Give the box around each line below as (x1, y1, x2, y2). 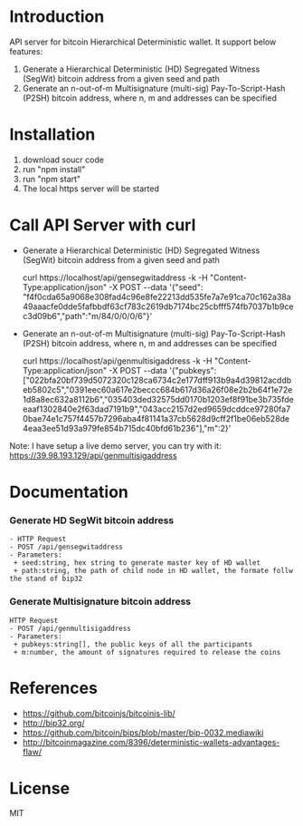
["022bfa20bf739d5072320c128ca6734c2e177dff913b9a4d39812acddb (22, 374, 292, 385)
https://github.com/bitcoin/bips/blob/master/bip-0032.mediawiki (22, 727, 264, 738)
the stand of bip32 (9, 574, 83, 584)
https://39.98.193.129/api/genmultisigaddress (9, 450, 178, 461)
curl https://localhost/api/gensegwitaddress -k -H (22, 272, 208, 283)
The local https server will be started (22, 183, 160, 194)
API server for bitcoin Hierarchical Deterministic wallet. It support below (9, 36, 277, 47)
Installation (9, 124, 96, 145)
